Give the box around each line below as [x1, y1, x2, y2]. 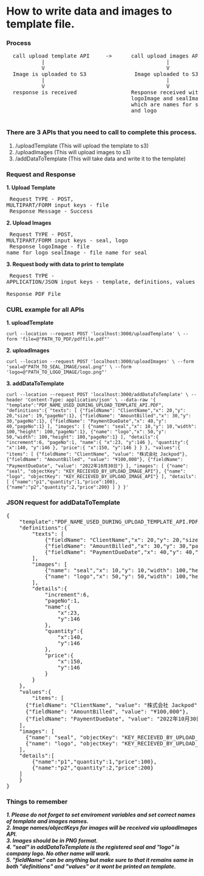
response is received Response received [12, 89, 186, 96]
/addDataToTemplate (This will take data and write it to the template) [15, 155, 186, 162]
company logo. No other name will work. [6, 849, 111, 857]
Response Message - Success [9, 208, 93, 215]
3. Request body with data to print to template [6, 261, 124, 268]
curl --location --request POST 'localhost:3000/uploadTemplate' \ [6, 331, 181, 337]
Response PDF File [6, 290, 61, 298]
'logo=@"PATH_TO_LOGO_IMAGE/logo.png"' [6, 369, 107, 375]
